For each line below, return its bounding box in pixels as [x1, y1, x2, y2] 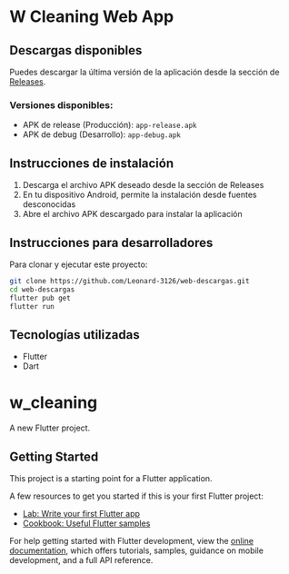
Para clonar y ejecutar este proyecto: [9, 259, 148, 270]
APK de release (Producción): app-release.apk [22, 120, 197, 131]
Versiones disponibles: [9, 98, 114, 111]
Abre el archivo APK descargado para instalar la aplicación [22, 209, 243, 220]
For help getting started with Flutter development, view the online [9, 535, 254, 546]
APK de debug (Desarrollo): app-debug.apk [22, 129, 182, 140]
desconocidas [22, 199, 76, 210]
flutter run [9, 302, 55, 311]
